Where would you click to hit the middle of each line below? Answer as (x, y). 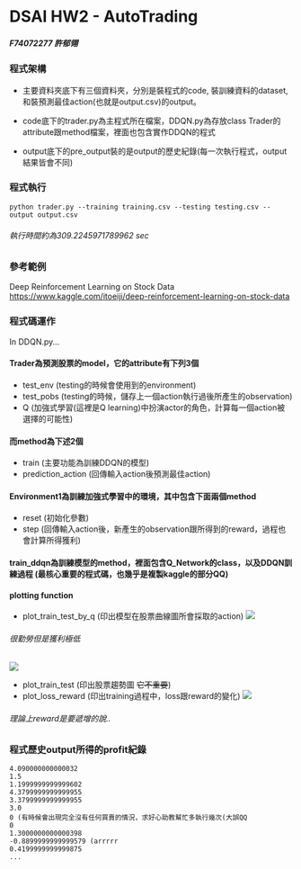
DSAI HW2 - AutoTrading (104, 17)
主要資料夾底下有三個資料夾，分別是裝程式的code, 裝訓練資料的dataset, (155, 90)
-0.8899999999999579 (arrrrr (64, 841)
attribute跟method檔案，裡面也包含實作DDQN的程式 (119, 131)
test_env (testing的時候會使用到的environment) (109, 385)
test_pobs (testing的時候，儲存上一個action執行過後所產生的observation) (157, 396)
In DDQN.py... (35, 341)
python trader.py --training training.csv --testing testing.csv (134, 207)
